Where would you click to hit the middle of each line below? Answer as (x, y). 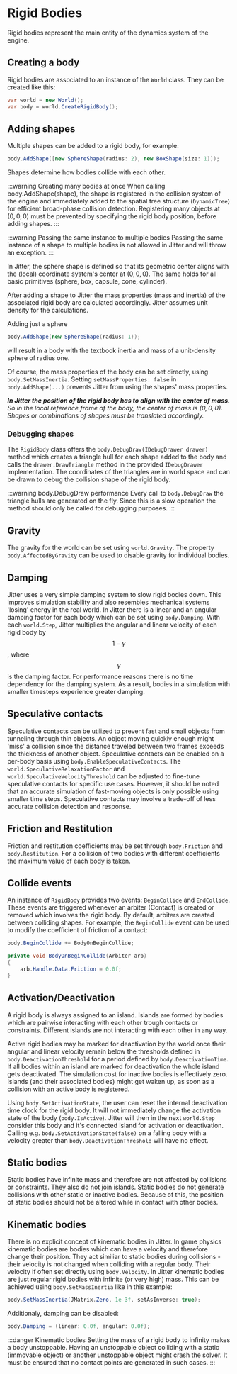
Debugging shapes (41, 434)
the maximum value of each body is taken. (69, 861)
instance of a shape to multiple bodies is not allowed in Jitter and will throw (117, 245)
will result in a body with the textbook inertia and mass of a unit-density (111, 351)
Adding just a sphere (37, 324)
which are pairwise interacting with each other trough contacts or (103, 1022)
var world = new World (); (45, 100)
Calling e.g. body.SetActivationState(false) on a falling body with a (107, 1133)
